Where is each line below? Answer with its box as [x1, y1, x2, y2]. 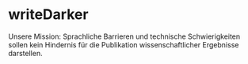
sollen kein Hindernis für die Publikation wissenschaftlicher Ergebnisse [8, 40, 239, 49]
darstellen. [8, 48, 43, 58]
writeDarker [8, 6, 89, 24]
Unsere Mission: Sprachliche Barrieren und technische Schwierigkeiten [8, 32, 241, 41]
